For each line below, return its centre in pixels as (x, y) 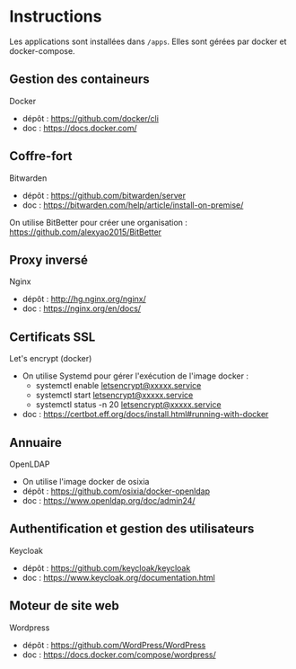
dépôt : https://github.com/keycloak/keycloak (106, 567)
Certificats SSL (52, 337)
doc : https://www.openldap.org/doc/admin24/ (109, 500)
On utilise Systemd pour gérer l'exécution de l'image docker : (135, 376)
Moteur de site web (64, 606)
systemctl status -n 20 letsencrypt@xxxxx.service (128, 405)
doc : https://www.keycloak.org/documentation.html (118, 577)
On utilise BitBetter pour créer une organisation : (99, 222)
